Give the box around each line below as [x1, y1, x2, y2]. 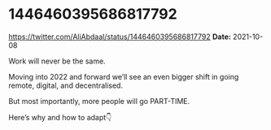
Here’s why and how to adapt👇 [8, 112, 112, 122]
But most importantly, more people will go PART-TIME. [8, 96, 190, 106]
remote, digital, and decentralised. [8, 80, 124, 90]
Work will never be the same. [8, 56, 106, 66]
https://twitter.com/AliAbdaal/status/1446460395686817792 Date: [8, 32, 232, 41]
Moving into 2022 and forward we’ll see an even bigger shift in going [8, 71, 239, 81]
